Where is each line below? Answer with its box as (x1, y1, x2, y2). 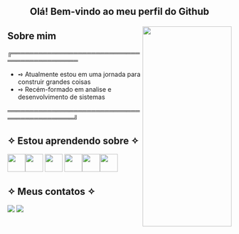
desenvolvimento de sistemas (17, 92, 105, 102)
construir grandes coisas (17, 78, 91, 86)
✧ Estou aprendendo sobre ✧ (7, 134, 139, 147)
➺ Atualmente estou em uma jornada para (17, 70, 141, 79)
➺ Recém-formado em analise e (17, 85, 112, 94)
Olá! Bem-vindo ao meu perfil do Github (29, 6, 210, 18)
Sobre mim (7, 30, 57, 42)
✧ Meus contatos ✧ (7, 186, 96, 198)
